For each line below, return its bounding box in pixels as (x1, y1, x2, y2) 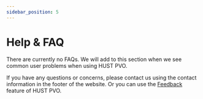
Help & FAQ (6, 35, 64, 49)
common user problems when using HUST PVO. (6, 62, 128, 69)
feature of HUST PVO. (6, 87, 62, 94)
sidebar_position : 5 (6, 9, 59, 15)
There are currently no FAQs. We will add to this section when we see (6, 56, 182, 63)
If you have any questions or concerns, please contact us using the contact (6, 74, 197, 81)
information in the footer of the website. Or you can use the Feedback (6, 80, 183, 87)
